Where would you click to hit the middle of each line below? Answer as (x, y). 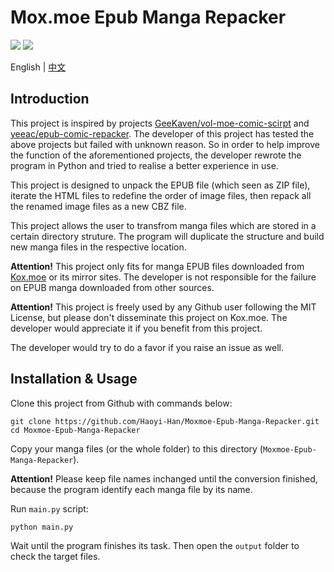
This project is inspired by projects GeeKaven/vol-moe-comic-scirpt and (160, 123)
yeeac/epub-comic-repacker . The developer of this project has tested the (162, 133)
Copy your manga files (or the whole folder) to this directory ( (136, 448)
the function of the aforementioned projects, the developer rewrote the (156, 155)
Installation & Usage (74, 379)
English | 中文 (38, 67)
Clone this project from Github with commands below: (121, 403)
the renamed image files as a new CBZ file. (98, 206)
